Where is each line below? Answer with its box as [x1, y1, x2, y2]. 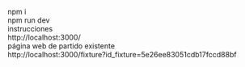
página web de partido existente [7, 41, 115, 51]
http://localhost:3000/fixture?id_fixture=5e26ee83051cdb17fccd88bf [7, 50, 237, 59]
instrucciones [7, 24, 53, 33]
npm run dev [7, 15, 50, 25]
